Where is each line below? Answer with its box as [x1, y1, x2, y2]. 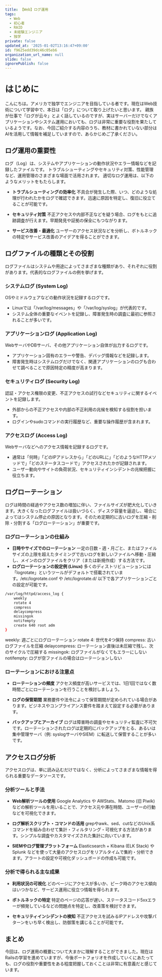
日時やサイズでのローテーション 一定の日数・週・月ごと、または [12, 545, 140, 551]
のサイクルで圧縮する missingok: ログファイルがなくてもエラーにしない [5, 649, 147, 655]
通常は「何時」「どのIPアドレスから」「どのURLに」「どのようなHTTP [12, 454, 148, 460]
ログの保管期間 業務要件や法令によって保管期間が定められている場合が [12, 697, 153, 703]
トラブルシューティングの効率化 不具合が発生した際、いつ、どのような [12, 189, 153, 195]
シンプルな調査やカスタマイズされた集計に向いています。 [20, 833, 134, 839]
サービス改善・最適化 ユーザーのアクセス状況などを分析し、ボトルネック [12, 228, 157, 234]
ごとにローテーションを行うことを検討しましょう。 [20, 687, 122, 692]
